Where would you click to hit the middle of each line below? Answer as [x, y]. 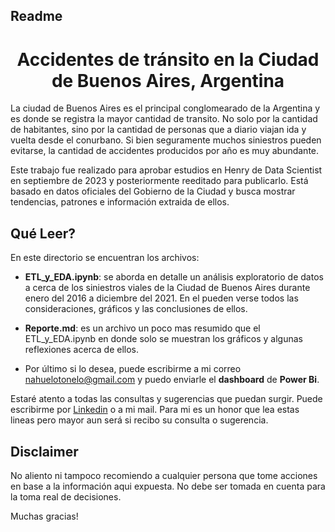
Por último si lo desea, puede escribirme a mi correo [133, 369]
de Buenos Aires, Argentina [168, 80]
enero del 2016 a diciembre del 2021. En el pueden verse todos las [161, 298]
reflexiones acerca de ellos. [82, 350]
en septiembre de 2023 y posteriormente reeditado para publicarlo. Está [159, 181]
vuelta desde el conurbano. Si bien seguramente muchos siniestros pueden [166, 140]
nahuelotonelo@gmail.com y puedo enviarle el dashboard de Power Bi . [172, 380]
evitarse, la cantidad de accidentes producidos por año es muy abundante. [165, 151]
